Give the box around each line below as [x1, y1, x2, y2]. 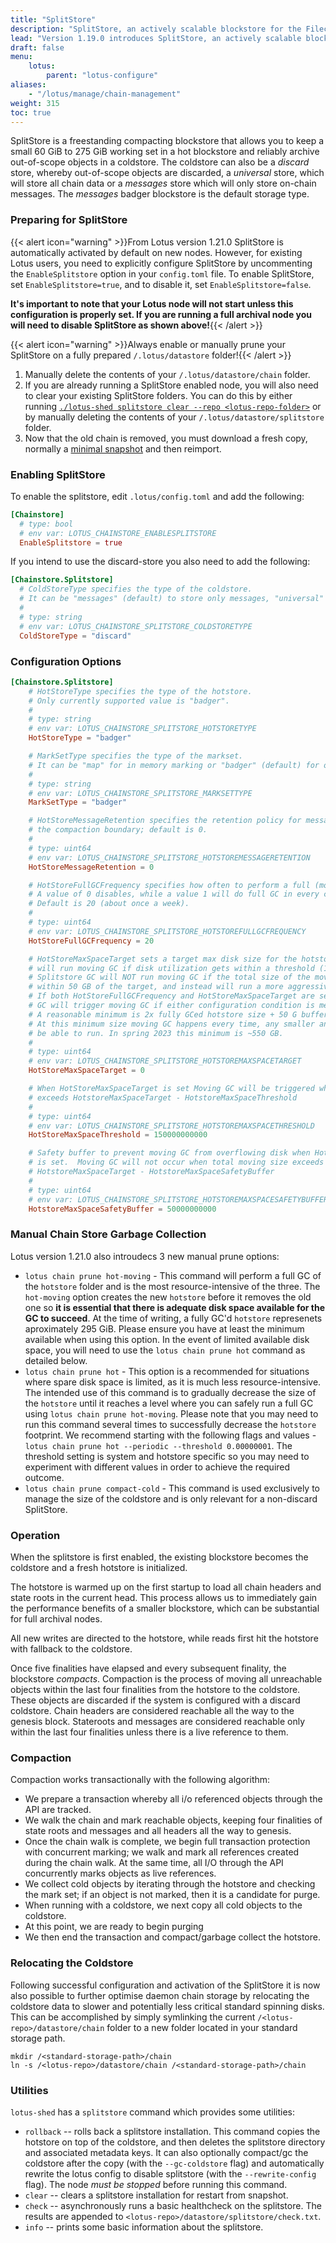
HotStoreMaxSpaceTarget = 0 [28, 1066, 145, 1076]
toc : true [10, 107, 52, 118]
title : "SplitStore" [10, 14, 97, 25]
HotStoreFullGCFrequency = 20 [28, 936, 155, 946]
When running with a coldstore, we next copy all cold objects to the [24, 1899, 303, 1911]
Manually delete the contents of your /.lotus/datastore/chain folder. [24, 368, 311, 380]
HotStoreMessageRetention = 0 [28, 862, 155, 872]
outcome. [24, 1471, 65, 1483]
